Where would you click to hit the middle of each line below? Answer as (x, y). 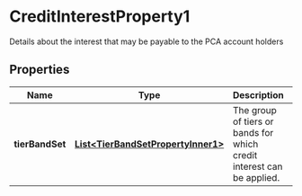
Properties (40, 70)
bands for (253, 132)
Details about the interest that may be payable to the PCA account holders (147, 41)
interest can (258, 166)
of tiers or (253, 121)
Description (258, 94)
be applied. (256, 177)
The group (254, 110)
